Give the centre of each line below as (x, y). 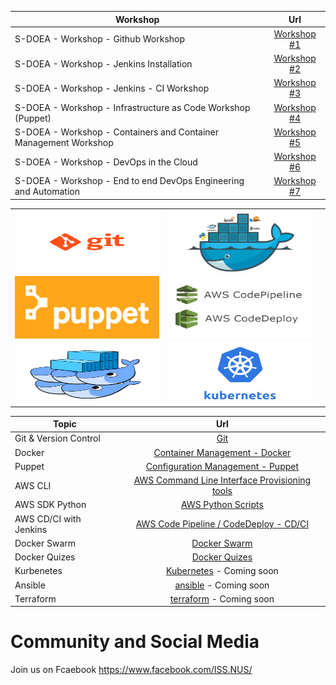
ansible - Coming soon (222, 585)
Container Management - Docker (222, 452)
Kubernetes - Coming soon (222, 571)
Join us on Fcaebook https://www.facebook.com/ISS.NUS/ (131, 670)
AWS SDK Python (50, 505)
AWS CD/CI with (48, 518)
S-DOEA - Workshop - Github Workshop (100, 39)
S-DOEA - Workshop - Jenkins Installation (103, 63)
